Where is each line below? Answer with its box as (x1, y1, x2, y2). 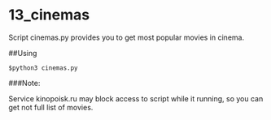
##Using (8, 48, 37, 58)
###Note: (8, 78, 41, 88)
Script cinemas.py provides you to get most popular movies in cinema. (8, 32, 245, 42)
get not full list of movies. (8, 102, 94, 112)
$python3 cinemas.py (8, 63, 79, 72)
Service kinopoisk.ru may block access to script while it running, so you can (8, 93, 264, 103)
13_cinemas (8, 6, 90, 24)
